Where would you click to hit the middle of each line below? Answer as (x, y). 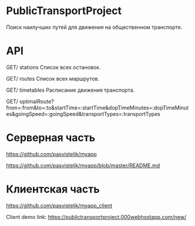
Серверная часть (51, 138)
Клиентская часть (53, 189)
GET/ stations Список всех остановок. (53, 67)
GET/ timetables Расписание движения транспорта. (70, 90)
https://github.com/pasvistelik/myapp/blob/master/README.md (83, 165)
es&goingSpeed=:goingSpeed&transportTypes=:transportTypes (83, 114)
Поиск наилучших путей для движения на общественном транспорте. (94, 27)
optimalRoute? (37, 101)
